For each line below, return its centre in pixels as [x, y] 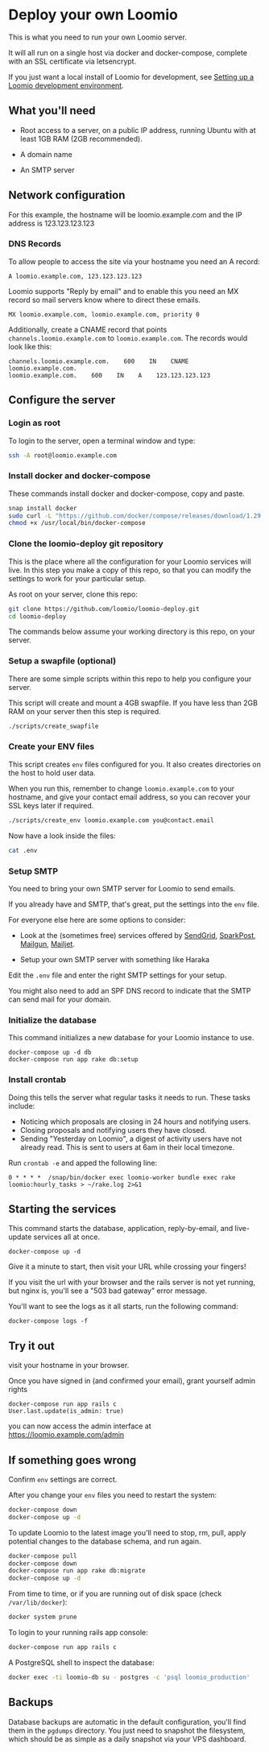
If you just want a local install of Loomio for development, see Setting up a [131, 76]
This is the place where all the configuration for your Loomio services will [130, 561]
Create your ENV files [52, 746]
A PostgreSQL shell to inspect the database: [81, 1662]
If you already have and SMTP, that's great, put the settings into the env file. [134, 904]
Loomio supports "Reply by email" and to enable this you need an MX [124, 291]
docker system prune [43, 1617]
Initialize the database [52, 1020]
